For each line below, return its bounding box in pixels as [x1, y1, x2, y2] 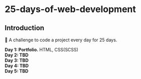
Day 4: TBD [5, 63, 29, 68]
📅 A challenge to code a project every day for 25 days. [5, 37, 117, 43]
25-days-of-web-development [5, 4, 136, 15]
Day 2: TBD [5, 52, 29, 58]
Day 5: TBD [5, 68, 29, 74]
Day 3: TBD [5, 57, 29, 63]
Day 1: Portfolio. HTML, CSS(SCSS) [5, 47, 79, 52]
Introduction [5, 24, 45, 32]
